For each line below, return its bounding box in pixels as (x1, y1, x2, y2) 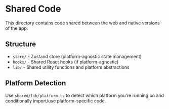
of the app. (5, 25, 28, 31)
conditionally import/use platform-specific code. (5, 97, 106, 104)
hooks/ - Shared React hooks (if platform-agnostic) (12, 59, 119, 65)
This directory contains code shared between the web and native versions (5, 20, 160, 26)
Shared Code (5, 3, 61, 15)
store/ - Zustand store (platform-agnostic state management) (12, 53, 142, 59)
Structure (5, 40, 36, 49)
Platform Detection (5, 79, 66, 88)
